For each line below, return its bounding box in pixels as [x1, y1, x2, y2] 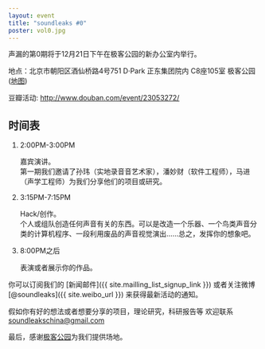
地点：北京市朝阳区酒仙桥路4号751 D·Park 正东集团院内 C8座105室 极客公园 [8, 66, 256, 76]
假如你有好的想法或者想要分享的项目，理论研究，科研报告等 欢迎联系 [8, 307, 233, 316]
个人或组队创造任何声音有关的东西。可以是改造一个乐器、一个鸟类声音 [19, 219, 251, 229]
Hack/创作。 [19, 209, 61, 219]
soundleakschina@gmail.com [8, 316, 105, 325]
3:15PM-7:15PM [19, 193, 72, 202]
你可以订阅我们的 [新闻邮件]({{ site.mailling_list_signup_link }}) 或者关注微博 [8, 280, 256, 289]
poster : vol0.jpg [8, 26, 66, 34]
